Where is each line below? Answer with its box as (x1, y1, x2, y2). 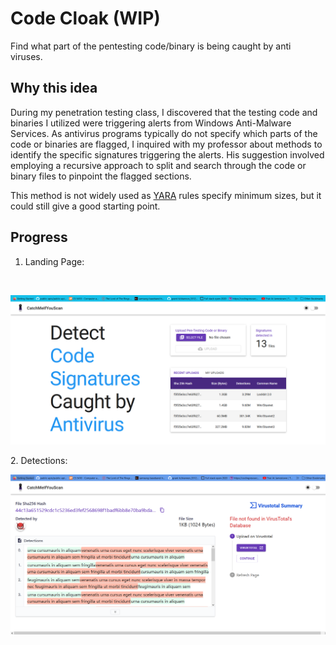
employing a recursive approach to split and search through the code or (10, 159, 307, 171)
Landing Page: (24, 255, 85, 267)
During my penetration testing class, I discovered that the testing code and (10, 106, 318, 118)
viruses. (10, 50, 43, 62)
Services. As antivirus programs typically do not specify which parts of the (10, 127, 318, 139)
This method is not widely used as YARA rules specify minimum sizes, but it (10, 189, 322, 201)
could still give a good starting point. (10, 200, 161, 212)
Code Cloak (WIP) (10, 7, 161, 30)
